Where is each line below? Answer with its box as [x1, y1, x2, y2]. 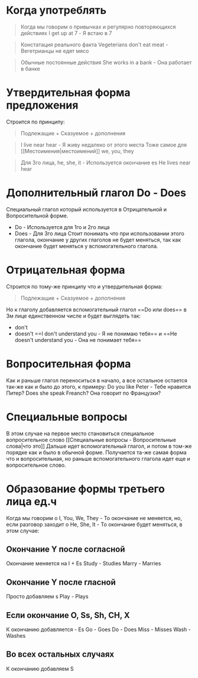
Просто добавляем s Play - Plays [6, 593, 89, 600]
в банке [20, 65, 40, 72]
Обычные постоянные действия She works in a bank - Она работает [20, 59, 192, 66]
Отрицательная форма [6, 264, 125, 277]
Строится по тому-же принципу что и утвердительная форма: [6, 283, 163, 290]
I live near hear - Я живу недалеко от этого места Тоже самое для [20, 141, 187, 148]
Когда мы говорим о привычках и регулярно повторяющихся [20, 23, 176, 30]
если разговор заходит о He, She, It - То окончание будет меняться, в [6, 521, 183, 528]
